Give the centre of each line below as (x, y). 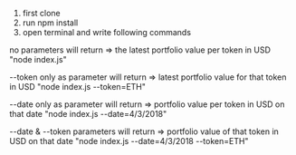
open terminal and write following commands (107, 32)
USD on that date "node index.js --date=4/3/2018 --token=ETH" (129, 141)
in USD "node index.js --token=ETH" (78, 87)
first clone (41, 13)
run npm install (50, 23)
